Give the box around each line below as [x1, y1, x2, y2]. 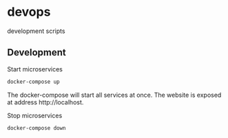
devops [7, 4, 51, 20]
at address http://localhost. [7, 97, 84, 106]
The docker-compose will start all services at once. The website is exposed [7, 91, 222, 99]
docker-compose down [7, 124, 67, 131]
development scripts [7, 27, 65, 35]
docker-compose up [7, 78, 60, 85]
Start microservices [7, 65, 63, 73]
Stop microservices [7, 111, 63, 119]
